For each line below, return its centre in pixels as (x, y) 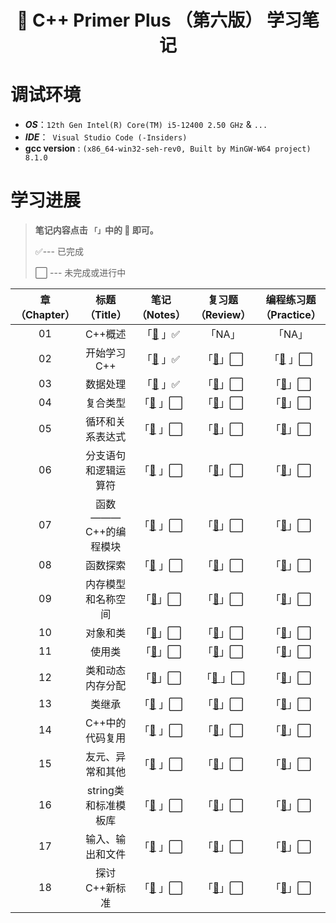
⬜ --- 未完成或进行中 (80, 273)
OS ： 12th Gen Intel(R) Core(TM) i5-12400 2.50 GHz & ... (146, 125)
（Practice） (291, 315)
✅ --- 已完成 (59, 252)
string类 (105, 791)
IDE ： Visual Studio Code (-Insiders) (106, 137)
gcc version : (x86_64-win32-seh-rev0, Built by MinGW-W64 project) (168, 148)
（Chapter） (45, 315)
